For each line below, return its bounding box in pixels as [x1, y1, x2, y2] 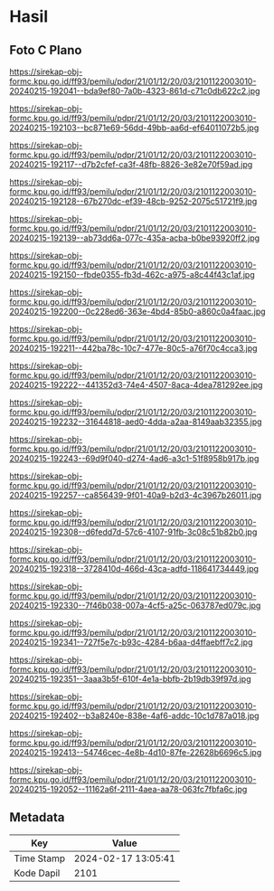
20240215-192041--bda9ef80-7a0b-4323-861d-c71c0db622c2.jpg [9, 86, 260, 96]
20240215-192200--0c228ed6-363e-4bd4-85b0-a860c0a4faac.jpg [9, 306, 266, 317]
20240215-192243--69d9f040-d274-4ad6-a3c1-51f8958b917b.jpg [9, 453, 260, 463]
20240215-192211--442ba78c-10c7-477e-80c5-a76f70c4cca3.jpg [9, 343, 258, 354]
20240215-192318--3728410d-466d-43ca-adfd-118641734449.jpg [9, 564, 260, 573]
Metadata [9, 810, 65, 825]
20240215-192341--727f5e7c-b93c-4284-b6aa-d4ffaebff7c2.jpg [9, 637, 253, 648]
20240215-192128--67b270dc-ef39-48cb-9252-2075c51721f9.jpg [9, 196, 258, 206]
